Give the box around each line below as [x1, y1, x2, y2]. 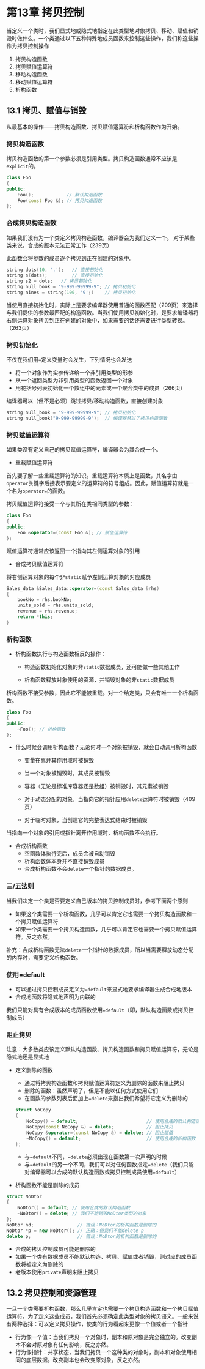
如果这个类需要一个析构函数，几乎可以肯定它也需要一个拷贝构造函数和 [15, 910, 192, 917]
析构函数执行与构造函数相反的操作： [15, 650, 107, 658]
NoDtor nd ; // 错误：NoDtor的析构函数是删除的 [6, 1222, 157, 1228]
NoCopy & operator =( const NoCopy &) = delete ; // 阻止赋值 [26, 1130, 173, 1136]
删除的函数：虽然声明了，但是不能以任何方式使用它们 [24, 1087, 159, 1094]
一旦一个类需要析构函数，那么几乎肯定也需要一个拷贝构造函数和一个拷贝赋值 [6, 1305, 199, 1313]
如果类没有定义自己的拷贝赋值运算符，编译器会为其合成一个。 [6, 446, 162, 453]
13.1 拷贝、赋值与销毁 [6, 105, 87, 116]
